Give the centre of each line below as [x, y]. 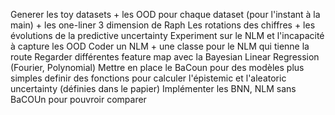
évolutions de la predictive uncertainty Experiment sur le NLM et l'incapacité [167, 35]
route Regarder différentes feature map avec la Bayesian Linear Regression [165, 57]
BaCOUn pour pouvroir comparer [78, 99]
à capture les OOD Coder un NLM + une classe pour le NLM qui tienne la [160, 46]
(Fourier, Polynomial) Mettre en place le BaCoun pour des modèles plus [157, 67]
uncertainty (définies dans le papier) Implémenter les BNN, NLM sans [153, 88]
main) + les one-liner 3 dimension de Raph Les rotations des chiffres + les [163, 25]
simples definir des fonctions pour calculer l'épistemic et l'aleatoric [148, 78]
